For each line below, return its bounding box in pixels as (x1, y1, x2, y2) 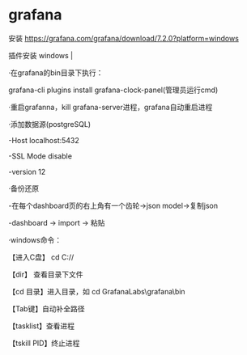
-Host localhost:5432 (8, 135, 79, 145)
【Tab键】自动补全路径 (8, 303, 85, 313)
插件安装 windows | (8, 50, 74, 60)
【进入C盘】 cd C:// (8, 252, 75, 262)
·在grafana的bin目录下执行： (8, 67, 104, 78)
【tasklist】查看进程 (8, 321, 75, 331)
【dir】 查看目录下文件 (8, 269, 83, 279)
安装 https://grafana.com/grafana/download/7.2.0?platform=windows (8, 33, 239, 43)
